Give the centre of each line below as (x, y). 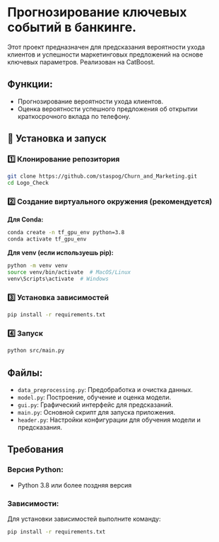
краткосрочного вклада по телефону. (74, 116)
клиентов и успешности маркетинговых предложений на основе (105, 54)
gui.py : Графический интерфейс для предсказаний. (95, 405)
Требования (35, 450)
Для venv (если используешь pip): (61, 253)
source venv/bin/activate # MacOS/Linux (69, 272)
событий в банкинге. (72, 27)
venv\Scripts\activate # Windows (58, 279)
